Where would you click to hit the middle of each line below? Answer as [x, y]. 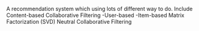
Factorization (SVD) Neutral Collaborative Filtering [69, 22]
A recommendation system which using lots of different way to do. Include [100, 9]
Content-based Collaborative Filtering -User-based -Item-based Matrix [95, 15]
